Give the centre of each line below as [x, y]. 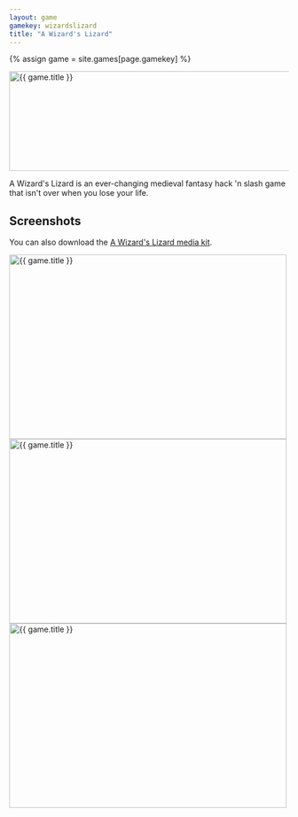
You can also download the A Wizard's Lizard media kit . [111, 242]
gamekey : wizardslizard [53, 26]
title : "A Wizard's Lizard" [61, 34]
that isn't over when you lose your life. [79, 193]
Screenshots [45, 221]
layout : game [33, 17]
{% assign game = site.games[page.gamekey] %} [100, 59]
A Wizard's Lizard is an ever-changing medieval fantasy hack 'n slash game [148, 183]
